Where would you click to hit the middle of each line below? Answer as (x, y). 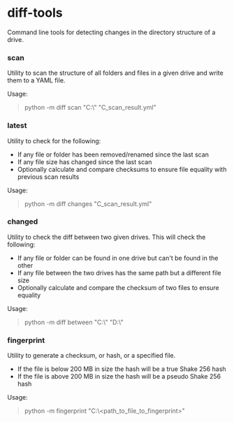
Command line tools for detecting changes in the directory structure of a (111, 32)
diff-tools (35, 13)
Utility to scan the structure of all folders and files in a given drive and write (115, 73)
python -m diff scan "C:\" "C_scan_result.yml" (90, 108)
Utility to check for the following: (54, 140)
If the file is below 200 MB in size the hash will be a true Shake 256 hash (122, 369)
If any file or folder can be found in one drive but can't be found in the (118, 258)
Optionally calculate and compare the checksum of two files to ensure (118, 287)
